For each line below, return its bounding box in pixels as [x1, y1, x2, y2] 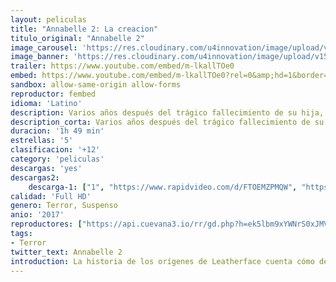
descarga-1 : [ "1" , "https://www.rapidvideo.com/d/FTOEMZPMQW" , [28, 182, 298, 192]
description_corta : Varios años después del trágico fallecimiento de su [10, 117, 325, 127]
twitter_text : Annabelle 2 [10, 247, 123, 257]
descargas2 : [10, 172, 60, 183]
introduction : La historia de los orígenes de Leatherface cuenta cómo [10, 256, 315, 266]
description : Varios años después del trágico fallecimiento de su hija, [10, 107, 325, 118]
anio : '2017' [10, 210, 65, 220]
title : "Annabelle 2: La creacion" [10, 24, 159, 34]
